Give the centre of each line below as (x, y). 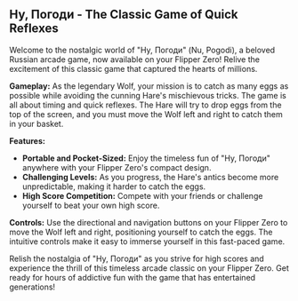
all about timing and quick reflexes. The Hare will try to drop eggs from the (145, 105)
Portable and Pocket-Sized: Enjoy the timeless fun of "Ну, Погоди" (146, 158)
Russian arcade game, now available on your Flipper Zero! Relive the (135, 59)
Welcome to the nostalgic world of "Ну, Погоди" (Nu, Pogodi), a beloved (142, 50)
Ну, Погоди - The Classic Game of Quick (124, 15)
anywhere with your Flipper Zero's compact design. (117, 167)
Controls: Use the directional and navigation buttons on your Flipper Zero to (149, 222)
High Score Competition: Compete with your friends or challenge (142, 195)
